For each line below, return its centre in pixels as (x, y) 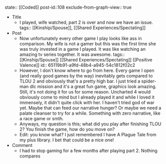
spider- (149, 81)
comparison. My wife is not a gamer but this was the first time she (88, 44)
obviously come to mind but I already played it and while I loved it (87, 97)
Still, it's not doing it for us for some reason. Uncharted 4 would (85, 92)
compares (30, 156)
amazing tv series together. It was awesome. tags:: (72, 54)
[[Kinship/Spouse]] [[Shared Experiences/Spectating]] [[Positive (86, 60)
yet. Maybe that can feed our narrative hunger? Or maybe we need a (90, 108)
